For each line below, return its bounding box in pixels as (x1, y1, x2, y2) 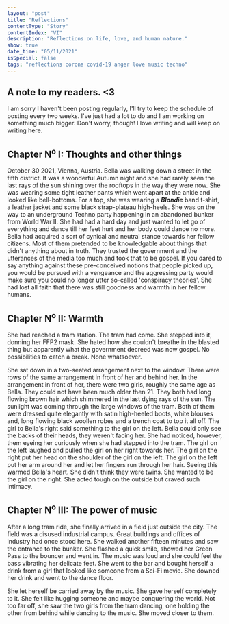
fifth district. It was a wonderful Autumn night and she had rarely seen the (7, 174, 215, 182)
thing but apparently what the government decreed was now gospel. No (7, 346, 210, 354)
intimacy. (7, 483, 33, 491)
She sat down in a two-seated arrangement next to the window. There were (7, 366, 220, 374)
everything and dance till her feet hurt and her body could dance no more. (7, 225, 216, 233)
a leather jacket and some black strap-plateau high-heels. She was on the (7, 203, 215, 211)
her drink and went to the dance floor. (7, 573, 114, 581)
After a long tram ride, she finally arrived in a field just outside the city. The (7, 523, 217, 531)
